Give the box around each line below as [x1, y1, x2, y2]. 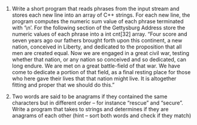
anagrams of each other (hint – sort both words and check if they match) [11, 112, 192, 119]
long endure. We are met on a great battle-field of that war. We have [11, 62, 181, 69]
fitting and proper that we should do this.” [11, 81, 115, 89]
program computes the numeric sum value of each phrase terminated [11, 18, 184, 25]
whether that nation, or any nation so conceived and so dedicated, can [11, 56, 187, 63]
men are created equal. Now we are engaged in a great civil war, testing [11, 50, 190, 56]
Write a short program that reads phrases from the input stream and [11, 5, 180, 12]
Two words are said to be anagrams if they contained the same [11, 93, 168, 100]
